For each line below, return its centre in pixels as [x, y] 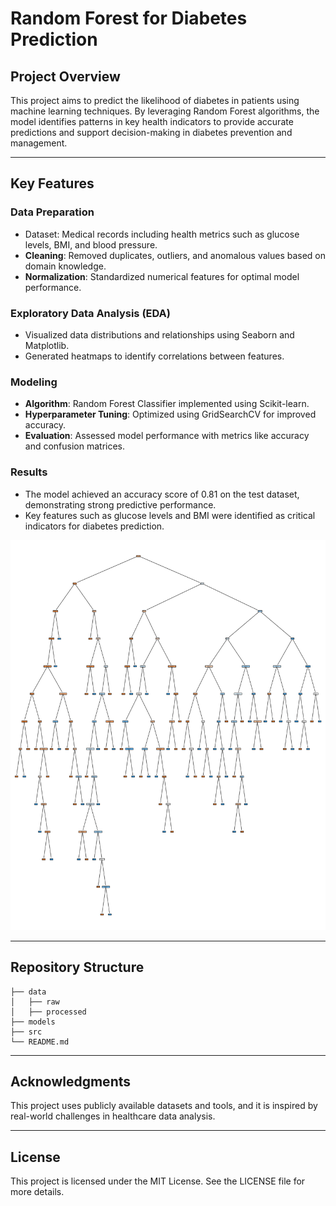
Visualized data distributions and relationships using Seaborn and [159, 334]
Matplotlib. [47, 345]
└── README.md [40, 1042]
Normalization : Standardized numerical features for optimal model [162, 276]
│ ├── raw [35, 1002]
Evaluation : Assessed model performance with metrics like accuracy [167, 436]
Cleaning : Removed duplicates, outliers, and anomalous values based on [175, 255]
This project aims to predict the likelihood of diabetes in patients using [155, 100]
